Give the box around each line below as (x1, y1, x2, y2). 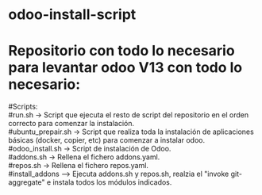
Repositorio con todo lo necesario (8, 42, 236, 60)
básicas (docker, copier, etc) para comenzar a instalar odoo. (8, 136, 205, 145)
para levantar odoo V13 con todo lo (8, 59, 243, 77)
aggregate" (8, 178, 45, 187)
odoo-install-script (8, 6, 137, 24)
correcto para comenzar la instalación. (8, 119, 135, 128)
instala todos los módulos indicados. (52, 178, 172, 187)
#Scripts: (8, 101, 38, 112)
